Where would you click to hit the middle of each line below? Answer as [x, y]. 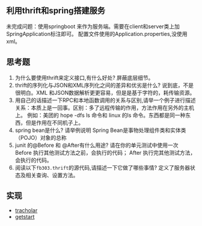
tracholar [26, 210]
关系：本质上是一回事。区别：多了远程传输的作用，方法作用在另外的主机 [104, 107]
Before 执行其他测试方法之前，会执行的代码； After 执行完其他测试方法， [105, 152]
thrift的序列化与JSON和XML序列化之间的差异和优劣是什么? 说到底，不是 [104, 85]
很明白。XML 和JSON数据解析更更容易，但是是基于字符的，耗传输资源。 [105, 92]
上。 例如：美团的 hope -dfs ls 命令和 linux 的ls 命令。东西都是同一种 [100, 115]
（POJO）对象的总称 [41, 137]
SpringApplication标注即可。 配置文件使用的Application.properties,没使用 [97, 34]
